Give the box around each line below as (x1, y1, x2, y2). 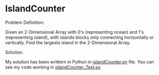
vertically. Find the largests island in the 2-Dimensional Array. (5, 39, 131, 45)
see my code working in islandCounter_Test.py (5, 64, 101, 70)
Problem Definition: (5, 19, 45, 25)
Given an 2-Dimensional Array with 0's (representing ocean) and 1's (5, 29, 144, 35)
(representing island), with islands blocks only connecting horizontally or (5, 34, 154, 40)
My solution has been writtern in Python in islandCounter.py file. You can (5, 59, 154, 65)
